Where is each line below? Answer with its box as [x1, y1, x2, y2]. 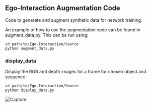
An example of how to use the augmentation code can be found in [5, 27, 141, 33]
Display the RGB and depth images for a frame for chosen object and [5, 69, 147, 75]
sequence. [5, 74, 27, 80]
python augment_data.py [5, 46, 55, 51]
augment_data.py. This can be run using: [5, 32, 88, 38]
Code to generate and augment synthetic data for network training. [5, 17, 143, 23]
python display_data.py [5, 88, 55, 93]
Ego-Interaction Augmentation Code [5, 4, 121, 12]
